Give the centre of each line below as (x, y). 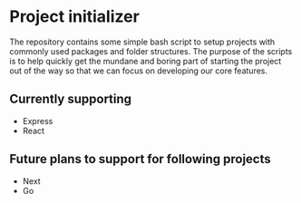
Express (38, 121)
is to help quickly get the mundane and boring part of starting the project (146, 61)
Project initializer (75, 17)
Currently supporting (71, 99)
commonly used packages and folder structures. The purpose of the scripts (151, 51)
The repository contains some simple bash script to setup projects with (142, 42)
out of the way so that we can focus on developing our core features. (139, 71)
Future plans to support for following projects (140, 159)
